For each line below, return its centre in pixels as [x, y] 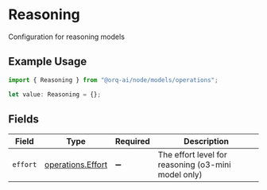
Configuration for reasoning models [67, 37]
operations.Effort [76, 165]
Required [133, 142]
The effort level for [193, 155]
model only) [180, 175]
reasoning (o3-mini [195, 165]
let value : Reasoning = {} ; [55, 94]
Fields [24, 119]
